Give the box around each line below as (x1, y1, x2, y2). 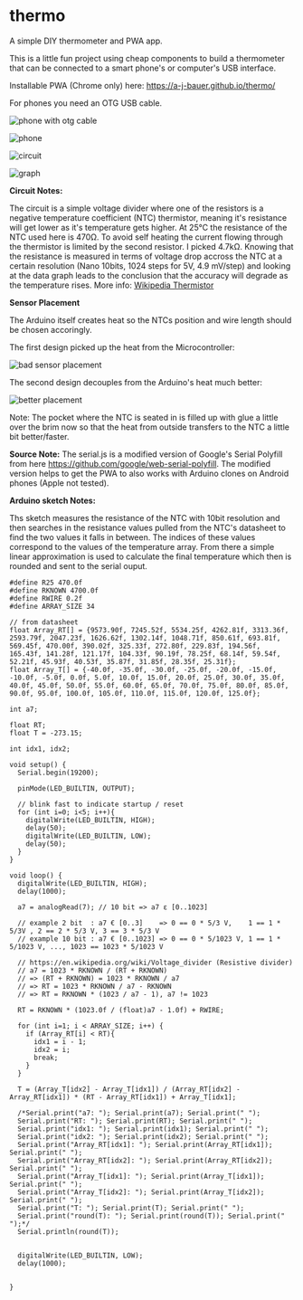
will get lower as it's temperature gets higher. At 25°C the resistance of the (9, 222, 288, 232)
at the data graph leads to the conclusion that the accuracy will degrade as (9, 270, 289, 280)
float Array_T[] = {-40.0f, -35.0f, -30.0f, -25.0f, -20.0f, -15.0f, (9, 665, 278, 674)
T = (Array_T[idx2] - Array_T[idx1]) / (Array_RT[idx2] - (17, 1085, 241, 1094)
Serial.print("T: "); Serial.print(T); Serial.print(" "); (17, 1203, 245, 1212)
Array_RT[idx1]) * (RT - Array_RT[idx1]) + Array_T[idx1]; (9, 1092, 237, 1102)
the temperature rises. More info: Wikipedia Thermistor (9, 280, 214, 290)
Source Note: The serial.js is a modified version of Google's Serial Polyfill (9, 449, 283, 460)
